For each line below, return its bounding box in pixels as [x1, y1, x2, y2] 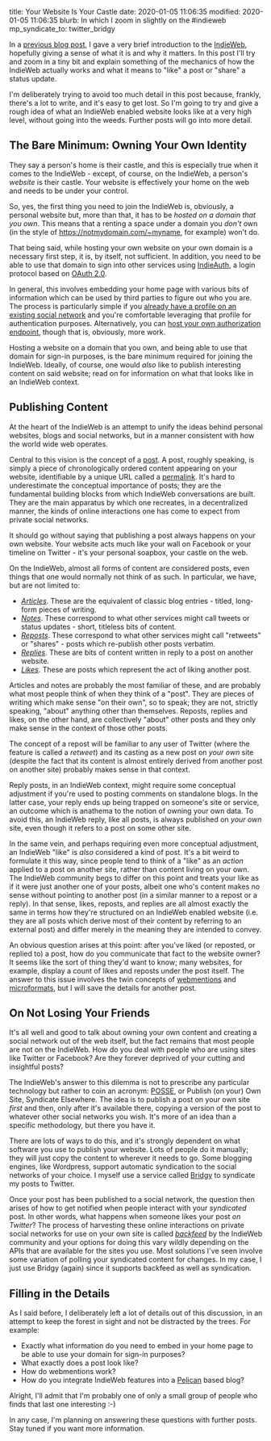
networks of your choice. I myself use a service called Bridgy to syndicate [9, 1171, 256, 1180]
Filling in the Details [9, 1287, 110, 1301]
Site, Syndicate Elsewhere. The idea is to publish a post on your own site [9, 1095, 251, 1104]
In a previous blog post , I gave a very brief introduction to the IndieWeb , [9, 40, 248, 49]
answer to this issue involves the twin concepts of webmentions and [9, 974, 236, 984]
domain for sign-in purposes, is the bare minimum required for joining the [9, 351, 253, 361]
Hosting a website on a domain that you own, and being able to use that [9, 342, 248, 352]
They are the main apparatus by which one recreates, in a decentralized [9, 497, 248, 507]
